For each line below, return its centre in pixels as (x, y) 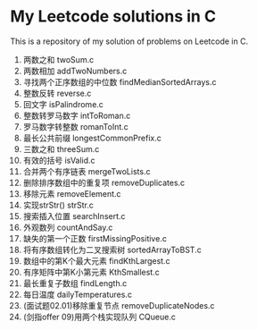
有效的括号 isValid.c (59, 160)
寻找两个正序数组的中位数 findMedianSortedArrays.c (120, 81)
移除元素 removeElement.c (72, 193)
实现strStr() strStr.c (58, 205)
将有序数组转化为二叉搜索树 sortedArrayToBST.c (112, 250)
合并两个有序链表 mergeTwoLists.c (87, 171)
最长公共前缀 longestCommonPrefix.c (92, 138)
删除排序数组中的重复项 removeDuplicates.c (104, 182)
